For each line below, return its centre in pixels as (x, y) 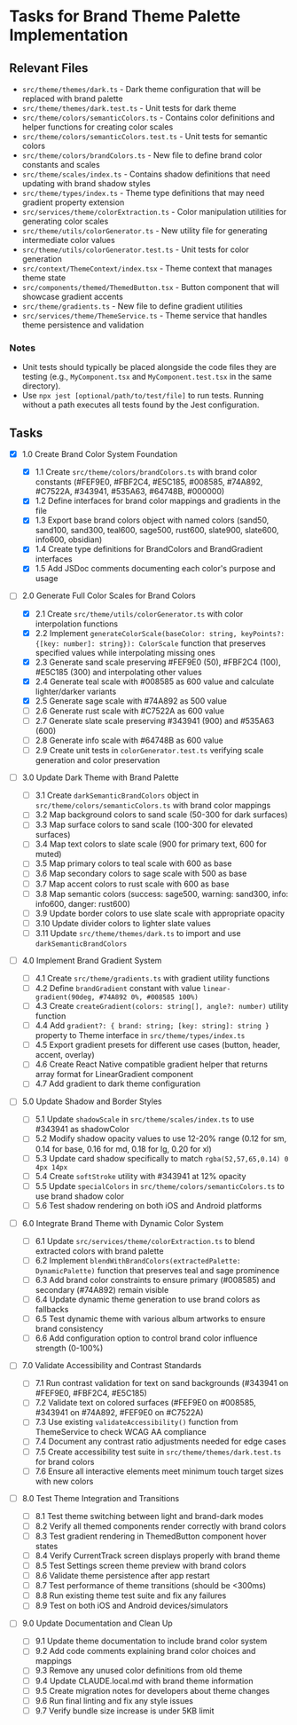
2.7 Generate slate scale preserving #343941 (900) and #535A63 (155, 721)
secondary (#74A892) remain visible (102, 1290)
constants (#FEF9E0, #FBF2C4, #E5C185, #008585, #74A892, (149, 482)
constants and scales (61, 165)
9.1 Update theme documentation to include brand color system (151, 1641)
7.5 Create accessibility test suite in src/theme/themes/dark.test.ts (158, 1452)
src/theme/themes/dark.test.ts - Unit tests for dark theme (129, 108)
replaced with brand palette (72, 98)
